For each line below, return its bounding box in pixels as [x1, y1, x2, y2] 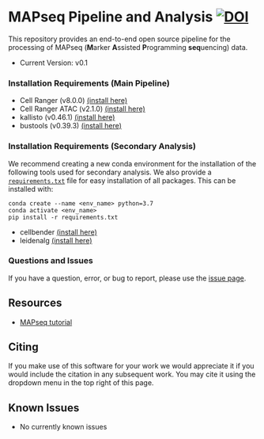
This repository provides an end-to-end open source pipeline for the [8, 34, 231, 44]
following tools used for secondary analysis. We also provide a [8, 167, 212, 177]
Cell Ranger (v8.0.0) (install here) [19, 96, 128, 105]
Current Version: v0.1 [19, 58, 89, 67]
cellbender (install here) [19, 227, 97, 237]
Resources [8, 296, 62, 310]
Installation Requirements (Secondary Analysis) [8, 141, 196, 152]
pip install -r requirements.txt [8, 213, 119, 221]
